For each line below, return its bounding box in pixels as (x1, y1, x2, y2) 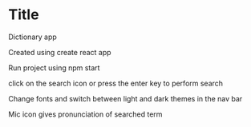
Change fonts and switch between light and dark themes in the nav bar (8, 93, 243, 103)
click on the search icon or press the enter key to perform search (8, 78, 223, 88)
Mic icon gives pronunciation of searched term (8, 109, 163, 119)
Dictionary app (8, 32, 58, 42)
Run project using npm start (8, 62, 100, 73)
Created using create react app (8, 47, 111, 57)
